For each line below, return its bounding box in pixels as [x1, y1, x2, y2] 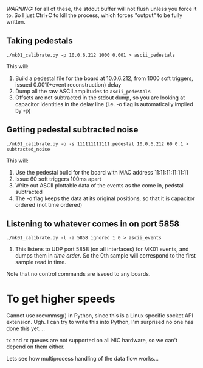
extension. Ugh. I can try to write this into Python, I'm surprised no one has [6, 319, 194, 326]
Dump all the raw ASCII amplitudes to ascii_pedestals [15, 87, 151, 95]
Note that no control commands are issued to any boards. [6, 270, 151, 278]
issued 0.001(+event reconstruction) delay [15, 81, 122, 88]
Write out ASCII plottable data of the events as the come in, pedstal [15, 181, 184, 189]
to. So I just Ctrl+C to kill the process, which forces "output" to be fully [6, 12, 183, 19]
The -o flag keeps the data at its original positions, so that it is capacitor [15, 195, 195, 202]
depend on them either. [6, 343, 65, 350]
